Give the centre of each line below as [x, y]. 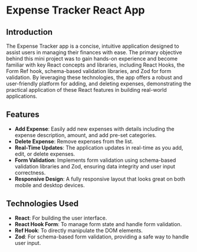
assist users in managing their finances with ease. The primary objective [94, 52]
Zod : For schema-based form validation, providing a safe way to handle [102, 237]
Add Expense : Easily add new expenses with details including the [94, 129]
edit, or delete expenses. [45, 154]
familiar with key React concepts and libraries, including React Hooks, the [95, 65]
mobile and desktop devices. [50, 185]
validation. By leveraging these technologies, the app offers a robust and [94, 77]
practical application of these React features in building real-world [86, 90]
